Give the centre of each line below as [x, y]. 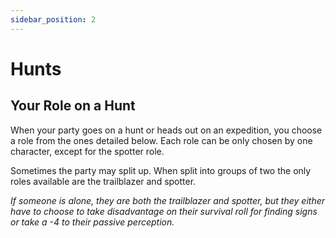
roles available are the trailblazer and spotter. [103, 181]
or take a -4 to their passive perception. [92, 222]
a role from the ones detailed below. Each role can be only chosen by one [161, 140]
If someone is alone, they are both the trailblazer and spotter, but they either [168, 200]
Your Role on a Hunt [73, 106]
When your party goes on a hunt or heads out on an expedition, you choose [166, 130]
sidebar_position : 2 [53, 19]
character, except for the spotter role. [87, 151]
